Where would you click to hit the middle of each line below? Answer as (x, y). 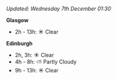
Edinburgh (19, 43)
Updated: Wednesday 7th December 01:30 (59, 9)
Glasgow (17, 20)
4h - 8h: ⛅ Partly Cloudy (46, 62)
